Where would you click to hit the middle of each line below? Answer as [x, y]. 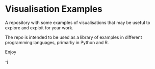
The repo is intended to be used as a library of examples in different [74, 37]
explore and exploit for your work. [39, 27]
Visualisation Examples [54, 9]
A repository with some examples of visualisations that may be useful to [78, 23]
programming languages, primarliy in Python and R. [57, 42]
